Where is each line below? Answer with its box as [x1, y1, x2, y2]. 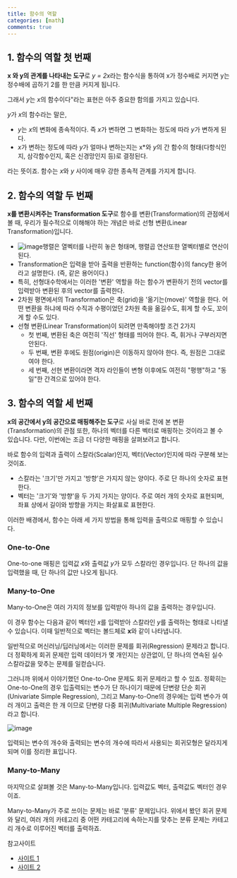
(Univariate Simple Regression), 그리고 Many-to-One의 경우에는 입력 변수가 [7, 692, 221, 701]
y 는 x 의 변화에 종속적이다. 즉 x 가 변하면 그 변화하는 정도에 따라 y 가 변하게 [17, 125, 219, 134]
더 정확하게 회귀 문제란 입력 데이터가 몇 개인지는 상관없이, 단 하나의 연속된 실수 [7, 651, 224, 659]
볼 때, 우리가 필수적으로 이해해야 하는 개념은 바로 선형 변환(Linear [7, 218, 188, 227]
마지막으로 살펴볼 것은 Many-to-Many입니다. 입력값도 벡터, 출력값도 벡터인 [7, 782, 214, 791]
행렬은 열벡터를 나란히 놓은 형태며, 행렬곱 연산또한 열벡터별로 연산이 [42, 242, 229, 251]
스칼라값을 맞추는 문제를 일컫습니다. [7, 660, 106, 668]
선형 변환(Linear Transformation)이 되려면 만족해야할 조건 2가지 [17, 322, 196, 330]
